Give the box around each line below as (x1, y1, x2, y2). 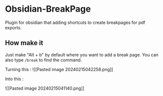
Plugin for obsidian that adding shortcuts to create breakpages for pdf (5, 19, 145, 25)
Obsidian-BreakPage (5, 3, 91, 15)
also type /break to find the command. (5, 57, 82, 63)
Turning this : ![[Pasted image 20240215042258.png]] (5, 66, 113, 72)
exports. (5, 24, 22, 30)
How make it (5, 39, 44, 47)
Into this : (5, 76, 24, 81)
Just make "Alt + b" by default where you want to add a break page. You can (5, 52, 159, 58)
